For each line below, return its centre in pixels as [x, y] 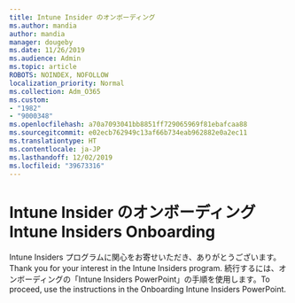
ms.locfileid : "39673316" [57, 166]
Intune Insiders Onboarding [112, 232]
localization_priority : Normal [67, 83]
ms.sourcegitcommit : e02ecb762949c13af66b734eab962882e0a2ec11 [128, 133]
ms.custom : [29, 100]
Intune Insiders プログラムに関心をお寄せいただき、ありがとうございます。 [145, 257]
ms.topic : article [43, 67]
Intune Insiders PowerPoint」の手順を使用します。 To [174, 279]
